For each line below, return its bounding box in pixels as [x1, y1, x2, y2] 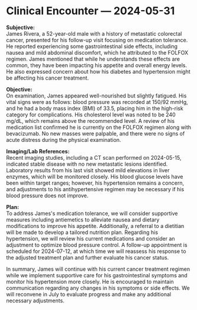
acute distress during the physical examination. [6, 136, 121, 143]
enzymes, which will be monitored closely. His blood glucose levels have [6, 173, 183, 180]
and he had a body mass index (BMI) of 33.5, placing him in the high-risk [6, 105, 183, 112]
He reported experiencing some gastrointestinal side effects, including [6, 43, 178, 50]
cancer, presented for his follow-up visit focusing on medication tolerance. [6, 36, 188, 43]
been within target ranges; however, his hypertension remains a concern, [6, 179, 185, 186]
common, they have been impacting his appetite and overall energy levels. [6, 61, 188, 69]
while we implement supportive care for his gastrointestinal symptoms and [6, 271, 188, 279]
